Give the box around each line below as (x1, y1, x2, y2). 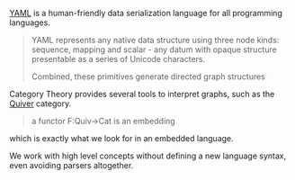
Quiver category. (9, 98, 72, 109)
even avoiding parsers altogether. (9, 160, 134, 170)
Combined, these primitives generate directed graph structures (31, 71, 265, 82)
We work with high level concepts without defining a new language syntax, (9, 150, 287, 161)
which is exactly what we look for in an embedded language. (9, 133, 234, 143)
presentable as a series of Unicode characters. (31, 54, 206, 64)
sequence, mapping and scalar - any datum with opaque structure (31, 44, 277, 55)
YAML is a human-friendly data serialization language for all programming (9, 8, 283, 18)
